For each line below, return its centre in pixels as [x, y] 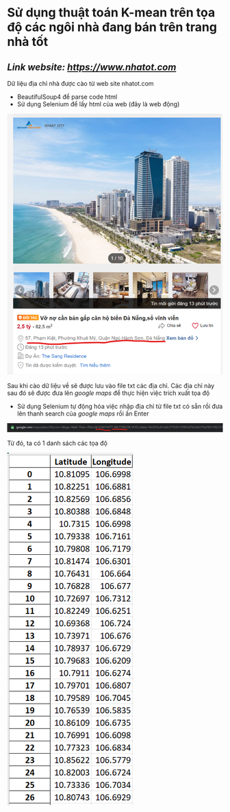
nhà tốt [28, 42]
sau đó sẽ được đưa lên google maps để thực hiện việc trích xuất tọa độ [108, 393]
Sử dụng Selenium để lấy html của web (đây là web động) [98, 104]
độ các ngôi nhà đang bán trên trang [112, 27]
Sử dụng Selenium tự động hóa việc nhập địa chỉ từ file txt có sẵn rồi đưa [120, 406]
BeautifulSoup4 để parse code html [67, 97]
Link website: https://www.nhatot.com [92, 67]
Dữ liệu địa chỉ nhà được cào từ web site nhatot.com [80, 83]
